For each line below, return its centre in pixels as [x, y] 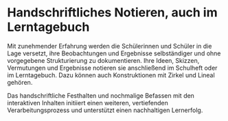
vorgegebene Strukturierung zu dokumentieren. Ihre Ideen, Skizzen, [103, 60]
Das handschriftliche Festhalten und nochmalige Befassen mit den [101, 95]
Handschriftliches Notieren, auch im [112, 13]
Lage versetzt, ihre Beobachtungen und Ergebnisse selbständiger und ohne [114, 53]
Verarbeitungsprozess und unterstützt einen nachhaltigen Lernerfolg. [105, 110]
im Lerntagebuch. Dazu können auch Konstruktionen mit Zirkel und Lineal [111, 75]
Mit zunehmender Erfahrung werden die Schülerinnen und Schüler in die [110, 46]
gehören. [20, 82]
